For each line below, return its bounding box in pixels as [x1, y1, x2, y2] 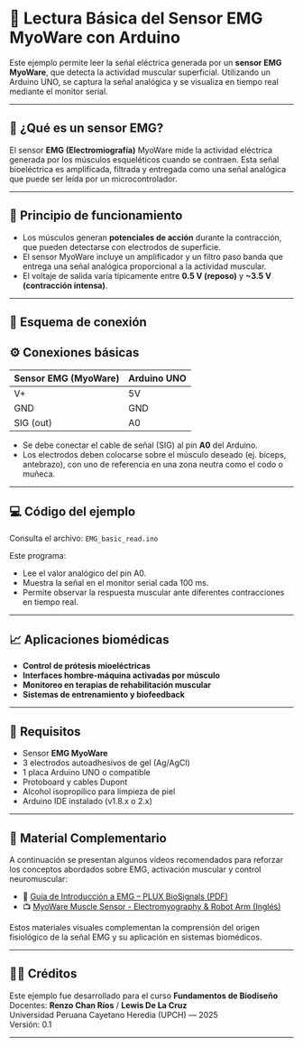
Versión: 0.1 [9, 1019, 52, 1030]
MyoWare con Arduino [9, 27, 180, 48]
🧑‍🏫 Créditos [9, 966, 78, 982]
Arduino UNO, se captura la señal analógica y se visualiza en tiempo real [9, 76, 280, 87]
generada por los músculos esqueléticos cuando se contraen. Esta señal [9, 153, 280, 165]
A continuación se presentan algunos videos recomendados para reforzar [9, 855, 284, 866]
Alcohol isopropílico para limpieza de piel [22, 786, 176, 797]
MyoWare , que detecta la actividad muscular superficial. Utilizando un [9, 67, 271, 78]
